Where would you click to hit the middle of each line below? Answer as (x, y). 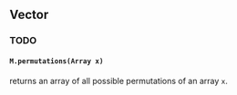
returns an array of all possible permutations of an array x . (118, 81)
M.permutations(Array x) (57, 61)
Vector (29, 15)
